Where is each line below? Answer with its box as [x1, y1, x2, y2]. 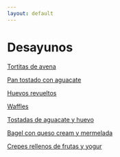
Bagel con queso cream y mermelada [7, 128, 113, 137]
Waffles [7, 102, 29, 110]
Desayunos [7, 39, 73, 55]
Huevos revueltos [7, 88, 57, 97]
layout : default [7, 10, 53, 17]
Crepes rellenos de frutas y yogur [7, 142, 102, 150]
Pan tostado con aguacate [7, 75, 82, 84]
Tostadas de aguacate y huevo [7, 115, 95, 123]
